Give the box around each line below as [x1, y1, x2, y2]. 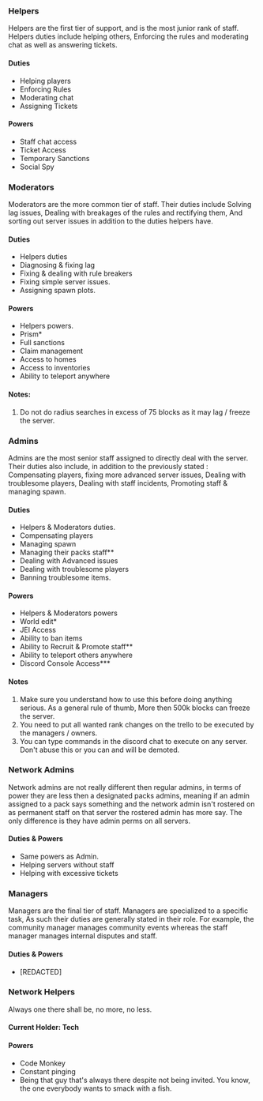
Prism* [19, 329, 43, 339]
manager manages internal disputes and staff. [8, 931, 158, 941]
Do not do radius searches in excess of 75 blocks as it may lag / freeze [19, 407, 250, 416]
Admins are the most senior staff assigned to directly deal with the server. [8, 453, 249, 463]
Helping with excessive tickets [19, 869, 118, 878]
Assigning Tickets [19, 101, 78, 111]
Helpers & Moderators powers [19, 608, 118, 618]
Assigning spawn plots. [19, 286, 96, 295]
